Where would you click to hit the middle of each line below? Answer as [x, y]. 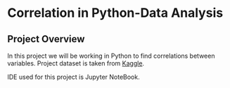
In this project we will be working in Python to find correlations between [111, 56]
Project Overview [46, 39]
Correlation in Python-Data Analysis [115, 13]
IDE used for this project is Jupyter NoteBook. [74, 77]
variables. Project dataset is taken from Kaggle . [76, 63]
